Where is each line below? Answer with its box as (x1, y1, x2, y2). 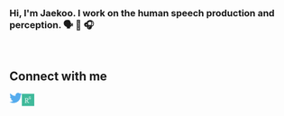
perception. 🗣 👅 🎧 (9, 18, 95, 31)
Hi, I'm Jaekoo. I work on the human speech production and (9, 6, 275, 19)
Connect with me (9, 68, 108, 84)
